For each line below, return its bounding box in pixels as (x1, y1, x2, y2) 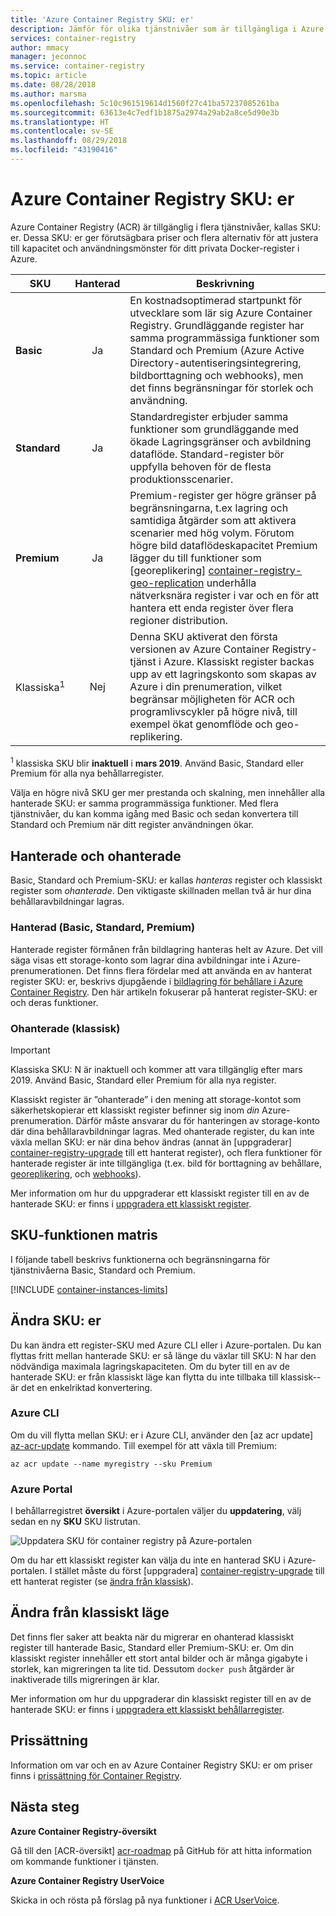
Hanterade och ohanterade (10, 847, 182, 865)
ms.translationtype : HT (10, 117, 110, 127)
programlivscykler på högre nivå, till (129, 704, 298, 718)
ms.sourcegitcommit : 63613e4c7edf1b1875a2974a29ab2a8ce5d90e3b (10, 107, 280, 118)
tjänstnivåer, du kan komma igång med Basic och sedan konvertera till (10, 808, 299, 820)
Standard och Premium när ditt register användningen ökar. (10, 819, 255, 831)
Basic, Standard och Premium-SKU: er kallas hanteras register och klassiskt (10, 874, 323, 886)
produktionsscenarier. (129, 472, 234, 486)
